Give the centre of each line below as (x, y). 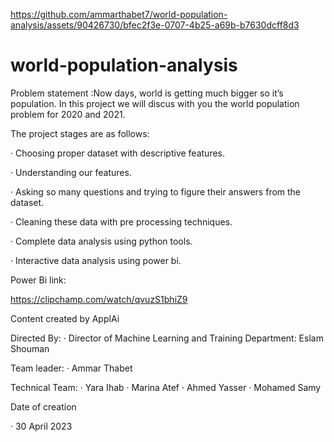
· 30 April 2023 (41, 426)
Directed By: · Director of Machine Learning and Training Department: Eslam (167, 338)
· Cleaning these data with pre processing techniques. (121, 221)
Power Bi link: (38, 280)
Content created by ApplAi (65, 318)
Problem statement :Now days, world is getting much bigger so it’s (147, 93)
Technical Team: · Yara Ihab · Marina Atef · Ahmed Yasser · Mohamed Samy (166, 387)
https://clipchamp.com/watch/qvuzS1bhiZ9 (99, 299)
